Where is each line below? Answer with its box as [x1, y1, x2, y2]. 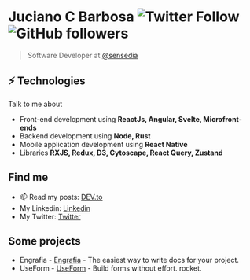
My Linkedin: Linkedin [19, 203, 90, 212]
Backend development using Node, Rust [19, 131, 151, 141]
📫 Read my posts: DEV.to [19, 192, 104, 201]
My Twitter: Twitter [19, 212, 81, 221]
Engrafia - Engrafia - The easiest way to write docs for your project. [19, 256, 240, 265]
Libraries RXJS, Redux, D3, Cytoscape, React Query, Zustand [19, 148, 223, 157]
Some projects [8, 234, 81, 248]
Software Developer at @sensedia [27, 50, 138, 60]
